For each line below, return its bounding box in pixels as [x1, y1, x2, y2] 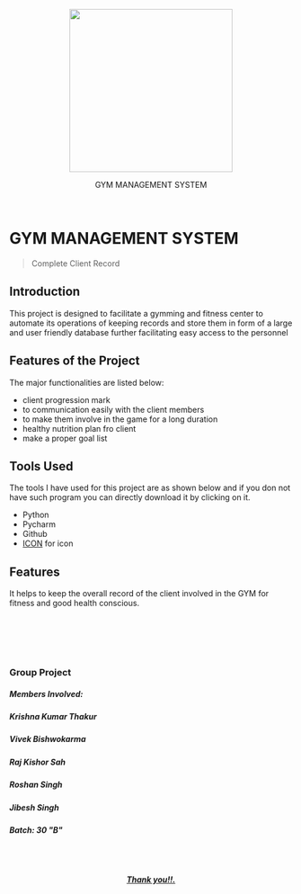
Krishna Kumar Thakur [9, 711, 97, 722]
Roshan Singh [9, 779, 63, 791]
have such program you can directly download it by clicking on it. [9, 492, 251, 503]
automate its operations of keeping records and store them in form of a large [9, 317, 293, 328]
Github [22, 529, 48, 540]
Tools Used [9, 459, 74, 474]
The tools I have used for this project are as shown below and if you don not [9, 482, 291, 494]
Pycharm [22, 519, 57, 530]
